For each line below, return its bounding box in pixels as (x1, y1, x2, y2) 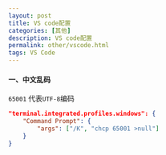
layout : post (8, 11, 52, 20)
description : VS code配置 (8, 34, 92, 42)
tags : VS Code (8, 49, 56, 57)
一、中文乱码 (8, 74, 51, 84)
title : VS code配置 (8, 19, 71, 27)
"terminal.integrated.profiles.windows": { (8, 109, 156, 118)
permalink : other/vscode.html (8, 42, 110, 50)
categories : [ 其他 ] (8, 26, 71, 34)
